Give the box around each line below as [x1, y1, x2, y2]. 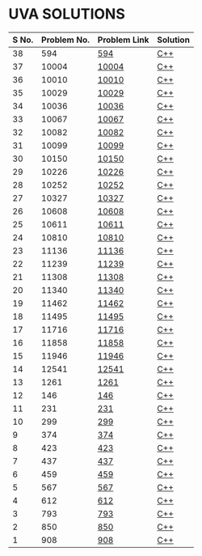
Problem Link [97, 34, 149, 45]
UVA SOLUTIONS [8, 5, 125, 23]
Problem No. [41, 34, 90, 45]
